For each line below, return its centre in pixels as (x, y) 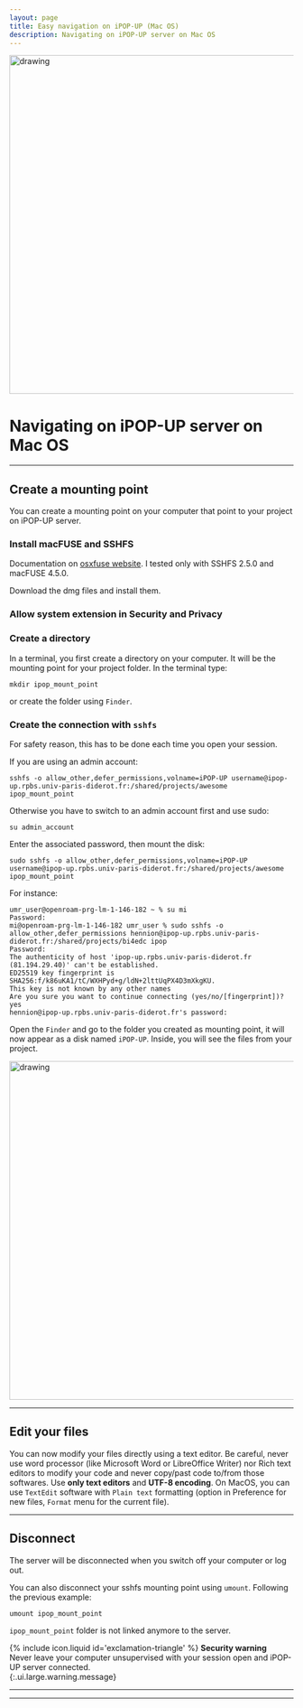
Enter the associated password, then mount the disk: (107, 844)
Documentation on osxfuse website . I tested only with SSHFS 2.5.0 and (142, 564)
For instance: (34, 893)
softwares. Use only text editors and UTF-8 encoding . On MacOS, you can (150, 1482)
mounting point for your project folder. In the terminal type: (119, 667)
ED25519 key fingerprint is (62, 973)
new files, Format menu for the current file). (89, 1501)
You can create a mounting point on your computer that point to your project (151, 511)
